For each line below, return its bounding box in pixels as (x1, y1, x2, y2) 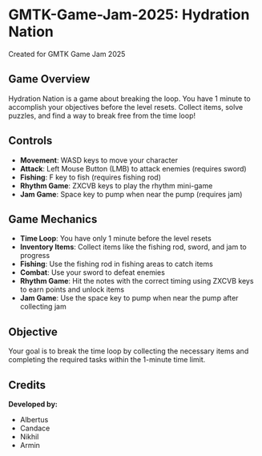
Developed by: (8, 399, 58, 409)
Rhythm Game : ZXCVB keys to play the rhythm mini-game (19, 180, 213, 190)
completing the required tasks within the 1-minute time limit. (8, 355, 206, 365)
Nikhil (19, 432, 39, 442)
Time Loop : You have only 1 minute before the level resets (19, 234, 212, 244)
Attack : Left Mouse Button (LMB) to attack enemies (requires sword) (19, 163, 247, 173)
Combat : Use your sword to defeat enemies (19, 268, 166, 277)
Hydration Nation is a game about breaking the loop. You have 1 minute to (8, 94, 251, 103)
